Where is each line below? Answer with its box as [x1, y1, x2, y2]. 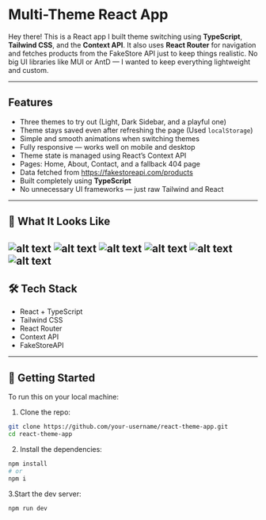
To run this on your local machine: [8, 392, 120, 402]
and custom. [8, 65, 49, 75]
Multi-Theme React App [8, 6, 169, 24]
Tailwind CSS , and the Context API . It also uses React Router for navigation [8, 40, 256, 49]
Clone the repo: [19, 407, 71, 417]
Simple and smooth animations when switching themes [19, 133, 200, 143]
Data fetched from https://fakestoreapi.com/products [19, 167, 194, 177]
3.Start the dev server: [8, 489, 82, 499]
